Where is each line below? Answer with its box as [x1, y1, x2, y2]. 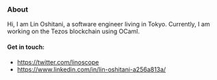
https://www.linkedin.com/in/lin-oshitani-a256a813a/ [16, 65, 166, 73]
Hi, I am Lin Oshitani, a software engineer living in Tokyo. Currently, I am [7, 20, 210, 28]
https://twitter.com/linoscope [16, 58, 99, 66]
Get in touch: [7, 43, 45, 51]
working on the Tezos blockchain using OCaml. [7, 27, 140, 35]
